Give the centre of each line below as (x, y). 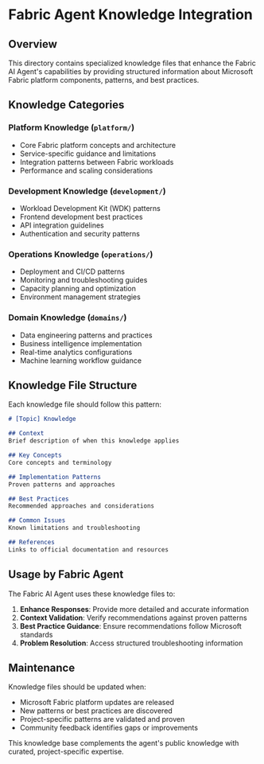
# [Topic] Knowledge (43, 419)
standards (36, 634)
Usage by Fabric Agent (66, 575)
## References (32, 543)
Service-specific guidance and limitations (88, 154)
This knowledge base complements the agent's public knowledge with (124, 743)
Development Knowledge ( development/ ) (87, 191)
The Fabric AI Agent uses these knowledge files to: (92, 594)
